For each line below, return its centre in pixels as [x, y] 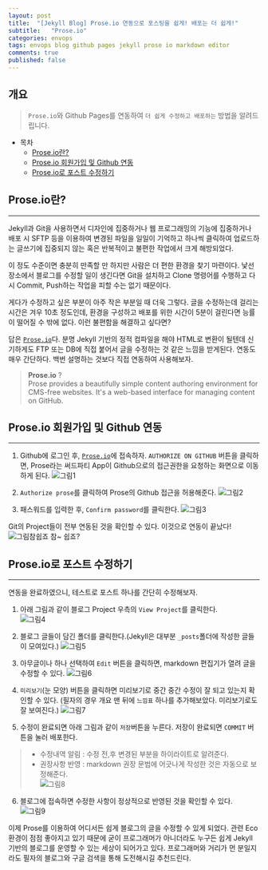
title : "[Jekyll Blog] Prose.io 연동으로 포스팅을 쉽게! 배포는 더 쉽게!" [124, 23]
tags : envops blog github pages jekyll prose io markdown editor [119, 46]
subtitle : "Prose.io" [48, 30]
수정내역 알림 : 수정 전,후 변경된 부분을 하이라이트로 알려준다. [134, 754]
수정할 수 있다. [42, 673]
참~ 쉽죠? [65, 537]
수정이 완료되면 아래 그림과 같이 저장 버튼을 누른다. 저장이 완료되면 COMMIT [132, 727]
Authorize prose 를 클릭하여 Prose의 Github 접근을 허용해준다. [118, 493]
